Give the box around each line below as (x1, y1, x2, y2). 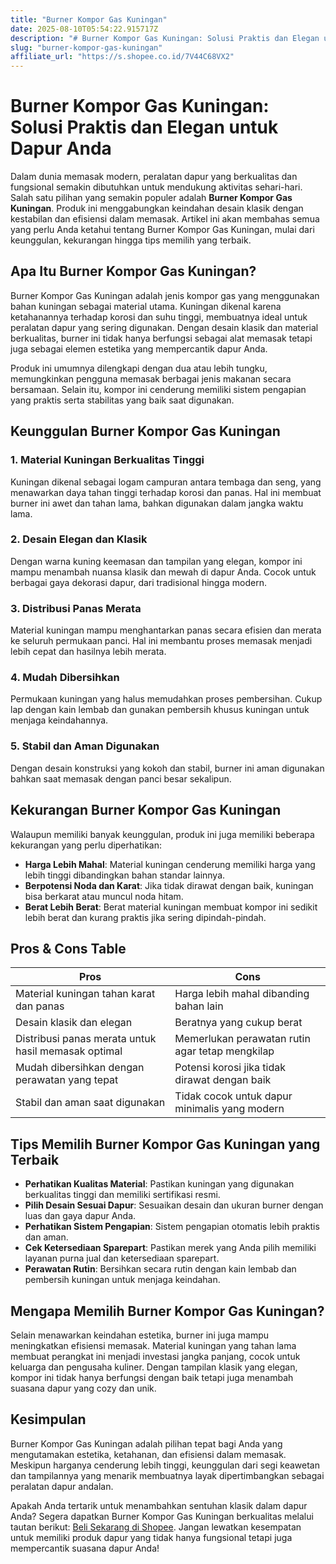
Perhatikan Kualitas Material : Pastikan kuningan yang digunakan (24, 1178, 295, 1190)
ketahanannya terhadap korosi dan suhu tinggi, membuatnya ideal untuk (10, 311, 308, 323)
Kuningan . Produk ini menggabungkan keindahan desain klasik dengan (10, 202, 304, 215)
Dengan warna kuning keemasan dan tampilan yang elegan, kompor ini (10, 555, 303, 567)
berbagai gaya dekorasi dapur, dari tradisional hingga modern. (10, 576, 267, 588)
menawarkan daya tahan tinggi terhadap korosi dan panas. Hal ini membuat (10, 486, 322, 498)
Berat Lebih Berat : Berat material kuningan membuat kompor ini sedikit (24, 901, 318, 913)
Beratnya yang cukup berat (174, 1016, 303, 1030)
